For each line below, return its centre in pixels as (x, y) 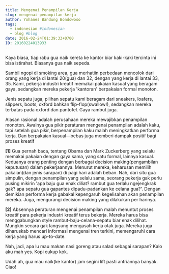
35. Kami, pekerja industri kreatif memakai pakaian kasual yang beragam (81, 83)
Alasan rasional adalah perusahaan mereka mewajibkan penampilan (76, 119)
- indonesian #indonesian (37, 29)
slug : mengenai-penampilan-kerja (41, 15)
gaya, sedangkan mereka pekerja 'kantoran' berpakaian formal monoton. (82, 89)
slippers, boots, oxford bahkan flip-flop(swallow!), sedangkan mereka (78, 104)
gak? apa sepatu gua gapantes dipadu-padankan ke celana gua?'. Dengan (83, 189)
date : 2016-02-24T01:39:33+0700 (39, 39)
